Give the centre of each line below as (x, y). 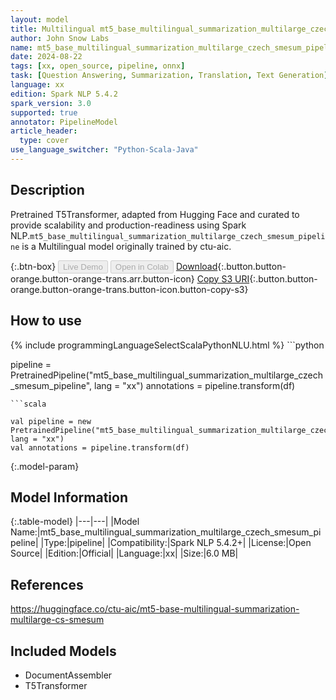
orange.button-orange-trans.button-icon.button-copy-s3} (129, 289)
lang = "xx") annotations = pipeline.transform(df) (195, 385)
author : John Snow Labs (60, 38)
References (47, 584)
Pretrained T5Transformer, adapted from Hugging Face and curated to (155, 214)
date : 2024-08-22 (46, 57)
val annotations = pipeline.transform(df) (100, 447)
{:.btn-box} (33, 266)
